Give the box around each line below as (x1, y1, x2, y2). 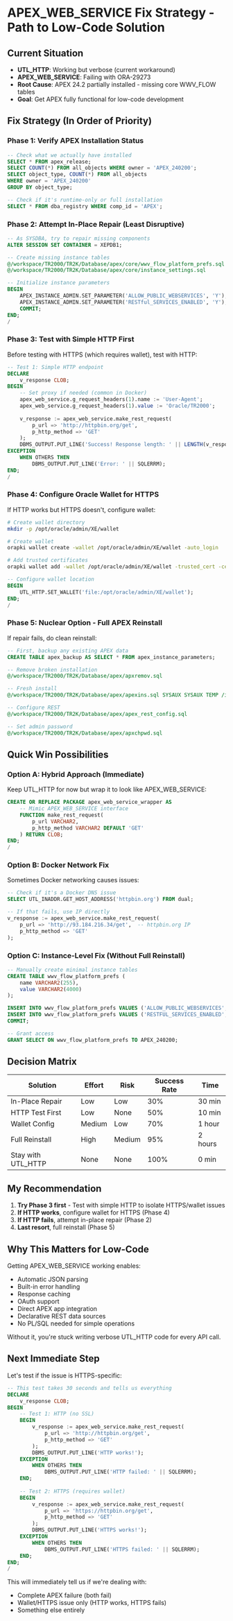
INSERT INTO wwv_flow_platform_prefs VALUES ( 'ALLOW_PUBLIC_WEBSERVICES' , (7, 1004, 228, 1012)
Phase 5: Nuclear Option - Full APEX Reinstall (7, 618, 163, 628)
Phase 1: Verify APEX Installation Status (7, 136, 144, 146)
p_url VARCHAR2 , (32, 818, 79, 825)
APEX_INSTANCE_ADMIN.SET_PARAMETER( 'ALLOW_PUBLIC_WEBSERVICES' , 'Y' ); (19, 293, 228, 300)
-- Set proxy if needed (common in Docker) (19, 390, 148, 397)
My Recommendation (7, 1183, 102, 1194)
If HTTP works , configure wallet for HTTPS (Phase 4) (17, 1208, 170, 1217)
